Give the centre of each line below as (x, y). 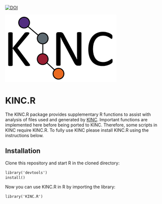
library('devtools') (27, 173)
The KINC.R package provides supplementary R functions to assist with (78, 114)
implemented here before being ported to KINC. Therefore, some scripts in (81, 125)
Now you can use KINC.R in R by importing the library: (60, 187)
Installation (23, 151)
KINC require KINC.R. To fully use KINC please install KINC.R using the (77, 130)
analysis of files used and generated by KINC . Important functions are (76, 119)
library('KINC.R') (24, 196)
